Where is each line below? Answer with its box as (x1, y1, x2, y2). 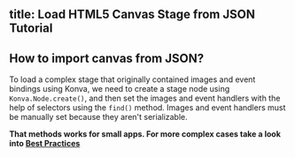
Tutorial (9, 21, 53, 36)
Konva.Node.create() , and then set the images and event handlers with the (9, 93, 281, 104)
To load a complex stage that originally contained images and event (9, 74, 256, 85)
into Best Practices (9, 138, 81, 149)
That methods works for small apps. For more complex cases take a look (9, 129, 282, 139)
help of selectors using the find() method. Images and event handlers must (9, 102, 286, 113)
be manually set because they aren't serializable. (9, 112, 188, 123)
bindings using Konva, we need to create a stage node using (9, 84, 230, 94)
